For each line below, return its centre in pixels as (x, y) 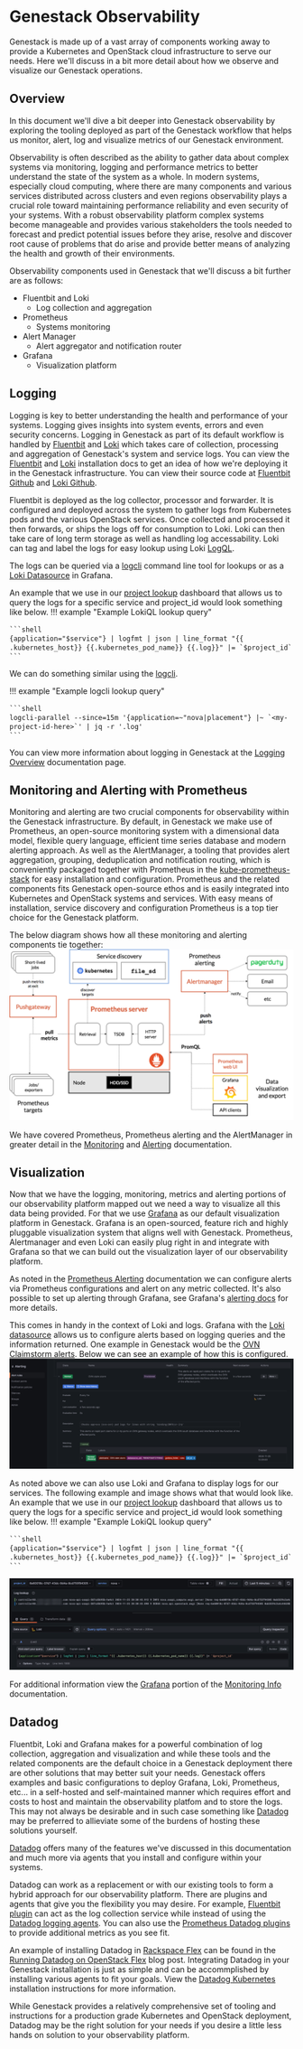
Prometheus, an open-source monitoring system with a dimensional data (144, 831)
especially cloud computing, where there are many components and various (151, 186)
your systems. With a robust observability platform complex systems (137, 215)
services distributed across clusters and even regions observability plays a (148, 195)
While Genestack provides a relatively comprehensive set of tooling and (143, 2006)
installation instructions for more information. (93, 1988)
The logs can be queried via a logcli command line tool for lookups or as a (147, 566)
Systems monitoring (73, 326)
